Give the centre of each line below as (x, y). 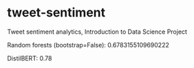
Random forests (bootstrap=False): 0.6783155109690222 (88, 45)
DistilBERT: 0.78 (30, 58)
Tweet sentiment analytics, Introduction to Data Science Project (97, 32)
